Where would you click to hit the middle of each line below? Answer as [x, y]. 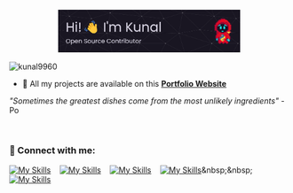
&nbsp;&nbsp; [227, 170]
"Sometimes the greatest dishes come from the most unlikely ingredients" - [147, 101]
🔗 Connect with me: [52, 151]
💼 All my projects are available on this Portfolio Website [124, 84]
